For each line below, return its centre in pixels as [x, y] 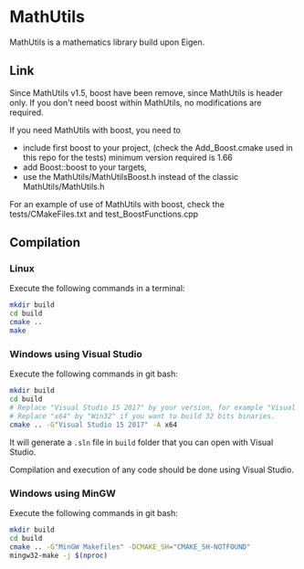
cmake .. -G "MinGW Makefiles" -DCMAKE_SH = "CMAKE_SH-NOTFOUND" [130, 547]
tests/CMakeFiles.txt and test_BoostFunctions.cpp [104, 214]
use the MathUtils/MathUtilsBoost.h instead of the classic [131, 176]
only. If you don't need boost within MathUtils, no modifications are [136, 102]
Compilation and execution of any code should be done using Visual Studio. [152, 469]
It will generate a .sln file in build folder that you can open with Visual [142, 442]
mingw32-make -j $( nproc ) [58, 555]
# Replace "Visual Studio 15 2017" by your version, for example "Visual [153, 407]
